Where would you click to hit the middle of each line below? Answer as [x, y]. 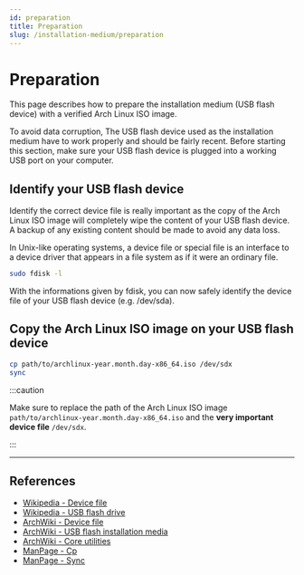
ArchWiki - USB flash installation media [95, 532]
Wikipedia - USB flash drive [74, 513]
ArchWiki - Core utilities [66, 541]
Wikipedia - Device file [65, 503]
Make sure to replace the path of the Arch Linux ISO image [119, 407]
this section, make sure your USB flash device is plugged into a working [143, 151]
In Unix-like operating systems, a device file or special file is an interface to [149, 248]
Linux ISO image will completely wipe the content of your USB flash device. [150, 220]
